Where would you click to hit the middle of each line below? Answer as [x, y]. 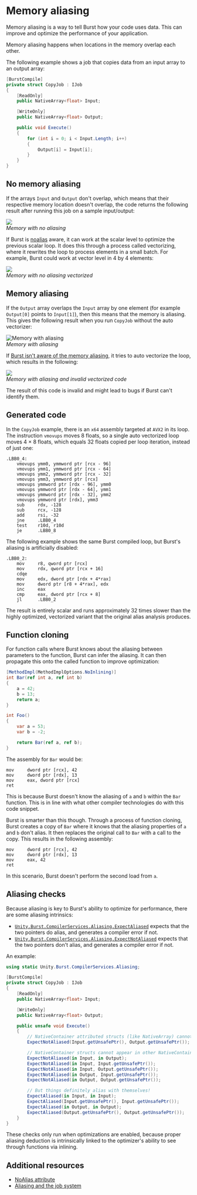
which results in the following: [42, 361]
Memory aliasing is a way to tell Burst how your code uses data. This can [94, 27]
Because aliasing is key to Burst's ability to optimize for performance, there [97, 908]
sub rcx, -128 [39, 510]
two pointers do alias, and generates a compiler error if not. [86, 932]
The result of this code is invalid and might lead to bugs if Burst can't [89, 390]
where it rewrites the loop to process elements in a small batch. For [87, 252]
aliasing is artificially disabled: [42, 547]
